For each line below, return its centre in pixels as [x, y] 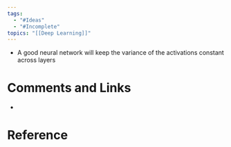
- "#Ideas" [29, 20]
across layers [36, 60]
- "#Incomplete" [37, 26]
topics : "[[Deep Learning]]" [49, 33]
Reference [37, 135]
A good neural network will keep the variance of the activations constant [121, 53]
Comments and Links [69, 88]
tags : [15, 14]
